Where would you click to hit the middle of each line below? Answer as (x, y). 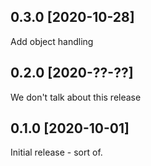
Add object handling (52, 41)
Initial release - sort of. (56, 152)
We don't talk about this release (76, 97)
